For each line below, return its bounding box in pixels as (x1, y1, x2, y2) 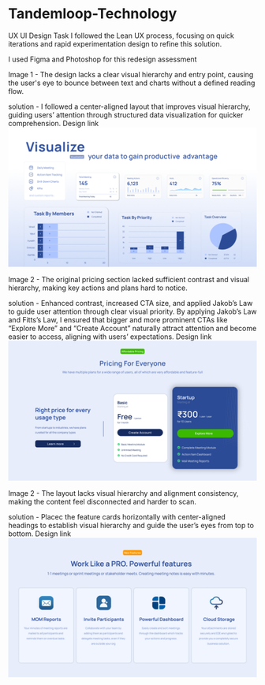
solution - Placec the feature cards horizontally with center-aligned (8, 512, 226, 521)
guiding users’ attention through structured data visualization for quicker (8, 110, 244, 119)
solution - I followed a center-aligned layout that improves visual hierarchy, (8, 102, 251, 111)
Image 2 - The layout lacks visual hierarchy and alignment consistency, (8, 488, 239, 497)
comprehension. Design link (8, 118, 99, 128)
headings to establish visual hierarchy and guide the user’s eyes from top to (8, 520, 255, 530)
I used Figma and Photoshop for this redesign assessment (8, 54, 197, 64)
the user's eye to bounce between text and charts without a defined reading (8, 78, 256, 87)
